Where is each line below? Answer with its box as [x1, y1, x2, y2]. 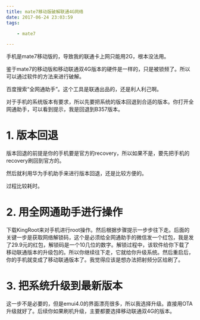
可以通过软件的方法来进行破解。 [6, 73, 85, 80]
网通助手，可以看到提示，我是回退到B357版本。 [6, 105, 124, 113]
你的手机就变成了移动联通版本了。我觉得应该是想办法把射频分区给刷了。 [6, 256, 183, 263]
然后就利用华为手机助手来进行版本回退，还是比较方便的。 [6, 170, 147, 177]
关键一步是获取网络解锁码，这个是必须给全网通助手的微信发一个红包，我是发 [6, 234, 194, 241]
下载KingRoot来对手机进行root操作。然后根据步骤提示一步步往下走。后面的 [6, 226, 190, 234]
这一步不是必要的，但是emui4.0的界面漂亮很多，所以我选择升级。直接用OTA [6, 300, 193, 307]
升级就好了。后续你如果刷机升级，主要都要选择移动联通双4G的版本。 [6, 307, 176, 315]
